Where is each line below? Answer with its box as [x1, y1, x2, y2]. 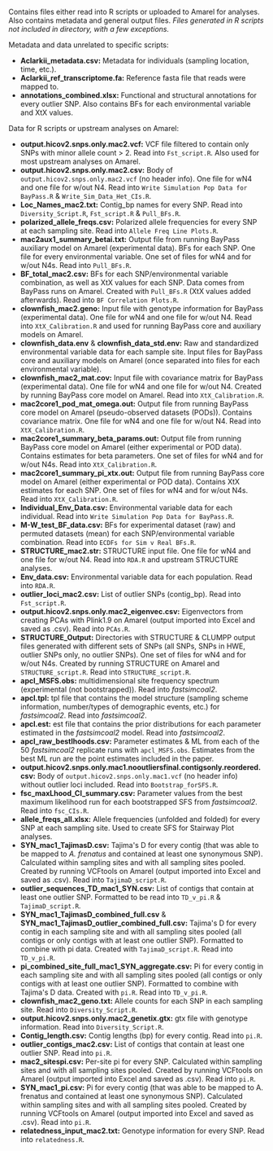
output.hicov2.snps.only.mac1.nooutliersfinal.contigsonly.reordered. [19, 762, 262, 772]
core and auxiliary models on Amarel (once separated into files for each [19, 356, 260, 365]
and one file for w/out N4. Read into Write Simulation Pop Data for [19, 182, 248, 192]
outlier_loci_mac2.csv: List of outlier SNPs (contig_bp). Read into [19, 590, 241, 599]
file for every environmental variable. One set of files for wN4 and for [19, 252, 252, 261]
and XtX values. [19, 108, 73, 117]
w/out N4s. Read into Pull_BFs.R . [19, 261, 132, 270]
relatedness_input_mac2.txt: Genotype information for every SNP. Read [19, 1126, 265, 1136]
